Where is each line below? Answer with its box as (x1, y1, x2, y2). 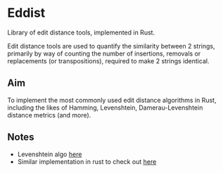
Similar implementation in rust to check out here (17, 157, 157, 166)
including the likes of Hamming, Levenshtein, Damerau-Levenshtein (7, 103, 203, 112)
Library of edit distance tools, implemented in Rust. (7, 28, 155, 37)
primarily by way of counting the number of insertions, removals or (7, 49, 201, 58)
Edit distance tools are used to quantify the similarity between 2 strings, (7, 41, 216, 50)
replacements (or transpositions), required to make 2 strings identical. (7, 56, 210, 65)
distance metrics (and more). (7, 110, 91, 119)
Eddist (7, 5, 46, 21)
